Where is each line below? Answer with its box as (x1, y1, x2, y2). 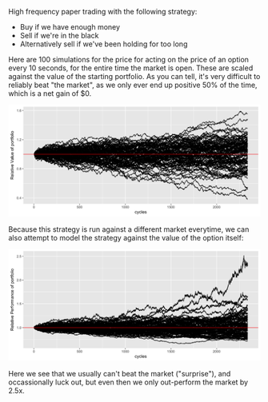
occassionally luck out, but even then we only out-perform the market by (8, 377, 249, 387)
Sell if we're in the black (19, 31, 99, 40)
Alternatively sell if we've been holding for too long (19, 39, 188, 49)
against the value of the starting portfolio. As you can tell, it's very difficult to (8, 72, 261, 81)
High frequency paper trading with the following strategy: (8, 7, 198, 16)
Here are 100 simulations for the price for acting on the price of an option (8, 55, 250, 64)
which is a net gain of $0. (8, 89, 92, 98)
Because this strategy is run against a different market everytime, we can (8, 224, 250, 234)
